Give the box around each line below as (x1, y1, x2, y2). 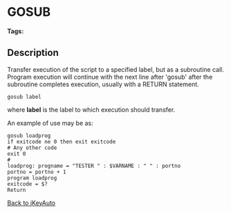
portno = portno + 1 (7, 168, 67, 175)
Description (7, 47, 59, 59)
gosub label (7, 93, 41, 100)
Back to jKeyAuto (7, 198, 56, 207)
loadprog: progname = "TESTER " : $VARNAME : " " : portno (7, 162, 181, 169)
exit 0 (7, 150, 26, 157)
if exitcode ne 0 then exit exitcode (7, 138, 116, 145)
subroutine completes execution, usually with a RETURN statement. (7, 80, 199, 88)
